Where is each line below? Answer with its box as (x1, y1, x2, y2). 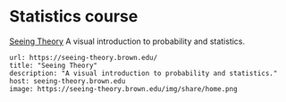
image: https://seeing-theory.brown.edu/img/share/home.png (9, 84, 239, 93)
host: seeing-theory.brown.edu (9, 76, 126, 86)
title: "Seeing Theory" (9, 61, 98, 70)
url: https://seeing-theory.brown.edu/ (9, 53, 158, 62)
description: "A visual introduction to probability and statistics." (9, 69, 278, 78)
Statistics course (9, 6, 139, 27)
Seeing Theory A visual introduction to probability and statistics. (9, 36, 246, 47)
